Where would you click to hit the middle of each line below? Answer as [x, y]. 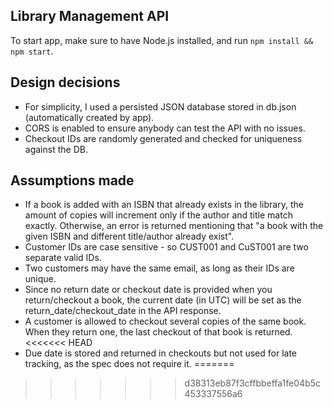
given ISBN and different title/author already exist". [129, 236]
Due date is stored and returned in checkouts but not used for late [161, 353]
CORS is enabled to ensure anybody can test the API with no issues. [165, 128]
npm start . [32, 51]
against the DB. [56, 149]
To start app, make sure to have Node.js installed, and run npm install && [162, 40]
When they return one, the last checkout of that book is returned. [158, 332]
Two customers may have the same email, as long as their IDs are [159, 268]
